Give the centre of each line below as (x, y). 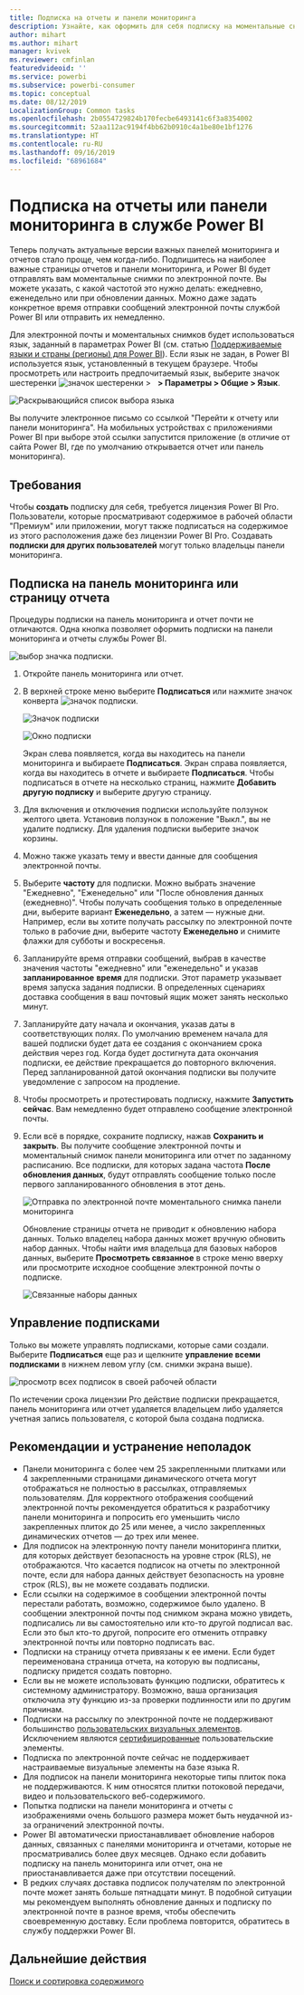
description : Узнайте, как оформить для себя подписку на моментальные (147, 26)
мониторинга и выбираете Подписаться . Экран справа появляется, (155, 763)
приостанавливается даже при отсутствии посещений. (129, 1873)
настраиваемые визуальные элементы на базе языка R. (131, 1767)
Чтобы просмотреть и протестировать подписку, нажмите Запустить (158, 1099)
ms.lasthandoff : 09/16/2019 (62, 152)
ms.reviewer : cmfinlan (52, 60)
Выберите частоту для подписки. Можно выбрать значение (139, 883)
